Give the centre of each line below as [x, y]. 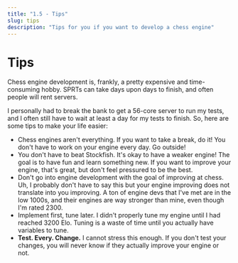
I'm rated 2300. [40, 208]
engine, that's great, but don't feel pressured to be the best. [105, 170]
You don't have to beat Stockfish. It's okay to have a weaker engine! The [124, 155]
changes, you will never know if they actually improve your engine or [118, 245]
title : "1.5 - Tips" [38, 14]
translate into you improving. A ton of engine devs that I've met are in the [124, 193]
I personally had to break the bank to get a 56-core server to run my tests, [116, 111]
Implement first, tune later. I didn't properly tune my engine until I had [119, 215]
